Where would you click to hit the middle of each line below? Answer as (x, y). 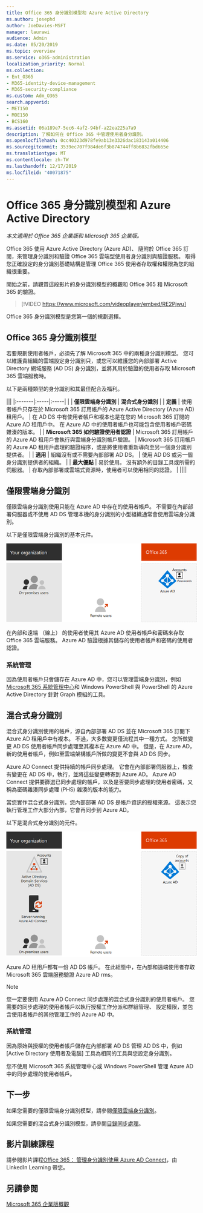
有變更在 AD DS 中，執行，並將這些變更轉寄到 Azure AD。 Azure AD (91, 774)
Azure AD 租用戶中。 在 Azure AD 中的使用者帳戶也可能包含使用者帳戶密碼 (99, 425)
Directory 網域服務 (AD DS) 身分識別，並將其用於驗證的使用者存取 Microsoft (101, 368)
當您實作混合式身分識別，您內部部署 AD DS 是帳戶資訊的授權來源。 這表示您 (101, 802)
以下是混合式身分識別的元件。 (43, 823)
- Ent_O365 (20, 77)
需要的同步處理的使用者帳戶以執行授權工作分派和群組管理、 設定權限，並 (97, 1006)
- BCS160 (17, 121)
